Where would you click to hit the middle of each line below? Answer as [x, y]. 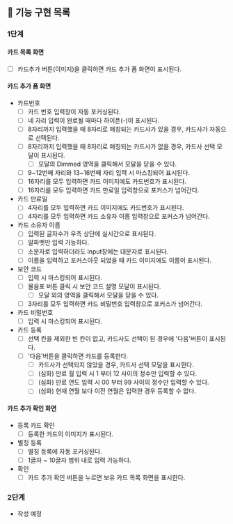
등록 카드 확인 [36, 425]
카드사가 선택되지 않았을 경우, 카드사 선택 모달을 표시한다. [116, 365]
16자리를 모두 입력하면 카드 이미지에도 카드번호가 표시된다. [107, 182]
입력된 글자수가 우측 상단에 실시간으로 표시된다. [92, 234]
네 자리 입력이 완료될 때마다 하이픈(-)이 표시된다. [94, 120]
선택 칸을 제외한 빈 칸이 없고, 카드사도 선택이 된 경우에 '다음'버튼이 [118, 338]
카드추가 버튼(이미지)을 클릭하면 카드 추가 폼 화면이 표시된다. [99, 69]
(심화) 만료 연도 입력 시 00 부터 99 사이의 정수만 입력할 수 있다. [124, 383]
